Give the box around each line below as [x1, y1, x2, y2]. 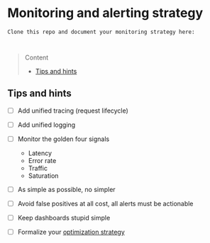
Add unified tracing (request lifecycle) [17, 106, 129, 115]
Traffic [28, 164, 48, 172]
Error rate [28, 156, 57, 164]
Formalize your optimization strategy [17, 228, 126, 237]
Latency [28, 149, 52, 157]
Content [24, 53, 49, 62]
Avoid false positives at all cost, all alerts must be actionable [17, 200, 194, 208]
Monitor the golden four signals [17, 135, 110, 143]
